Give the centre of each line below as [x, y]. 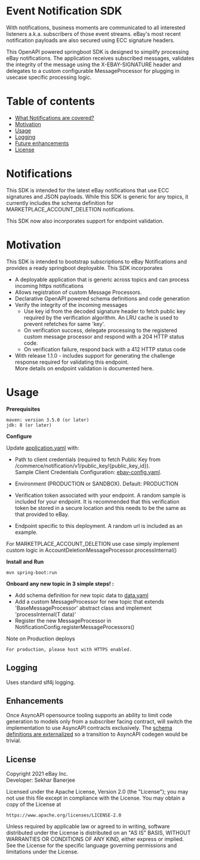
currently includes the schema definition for [60, 203]
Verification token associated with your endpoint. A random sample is [100, 495]
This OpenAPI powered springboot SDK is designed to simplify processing [98, 51]
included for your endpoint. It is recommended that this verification [97, 501]
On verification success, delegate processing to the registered [100, 330]
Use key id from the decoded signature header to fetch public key [105, 311]
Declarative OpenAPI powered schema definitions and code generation [102, 298]
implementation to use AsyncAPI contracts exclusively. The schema [89, 728]
